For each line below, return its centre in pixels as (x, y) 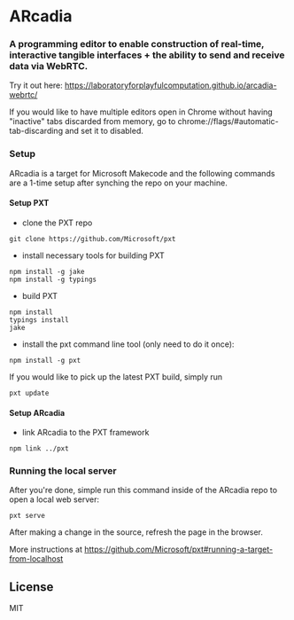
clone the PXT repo (57, 223)
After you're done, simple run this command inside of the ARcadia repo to (143, 491)
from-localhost (36, 559)
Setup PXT (29, 203)
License (31, 587)
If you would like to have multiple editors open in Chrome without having (141, 112)
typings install (39, 320)
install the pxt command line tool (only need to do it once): (128, 344)
